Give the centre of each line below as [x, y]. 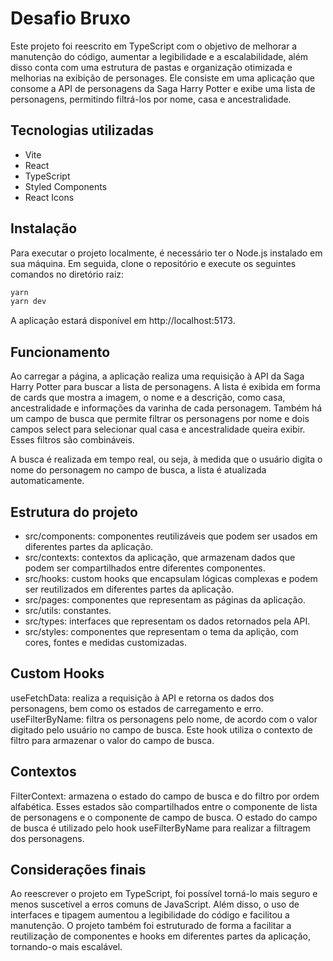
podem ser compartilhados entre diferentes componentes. [145, 568]
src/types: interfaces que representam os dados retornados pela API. [167, 621]
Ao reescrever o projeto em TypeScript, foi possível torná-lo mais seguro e [164, 894]
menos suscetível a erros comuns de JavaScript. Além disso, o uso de [155, 904]
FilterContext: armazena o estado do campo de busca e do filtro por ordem [165, 796]
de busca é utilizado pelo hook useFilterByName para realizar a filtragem [160, 828]
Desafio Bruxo [70, 18]
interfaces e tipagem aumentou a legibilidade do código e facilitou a [150, 915]
